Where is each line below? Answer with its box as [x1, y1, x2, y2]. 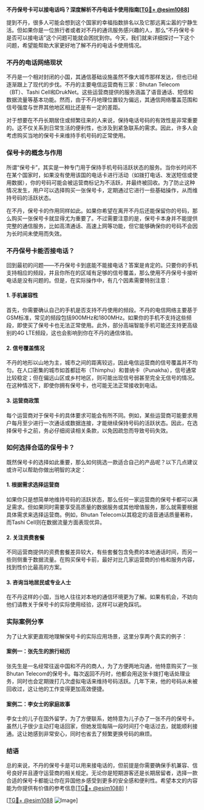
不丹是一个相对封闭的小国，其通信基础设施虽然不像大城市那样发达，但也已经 [6, 73, 198, 81]
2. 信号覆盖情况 [6, 344, 45, 352]
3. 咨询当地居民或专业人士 [6, 578, 72, 586]
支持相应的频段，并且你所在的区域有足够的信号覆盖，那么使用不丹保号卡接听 [6, 269, 198, 276]
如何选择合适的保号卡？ [6, 444, 75, 452]
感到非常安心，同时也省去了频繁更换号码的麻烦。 [32, 730, 155, 738]
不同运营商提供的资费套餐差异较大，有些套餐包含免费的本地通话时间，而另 [6, 548, 192, 556]
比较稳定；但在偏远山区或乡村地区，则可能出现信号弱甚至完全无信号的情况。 [6, 374, 198, 382]
